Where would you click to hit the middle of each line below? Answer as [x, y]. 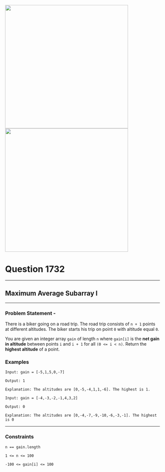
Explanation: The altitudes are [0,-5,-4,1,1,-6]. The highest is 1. [78, 390]
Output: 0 [15, 407]
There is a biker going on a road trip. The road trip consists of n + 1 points [80, 324]
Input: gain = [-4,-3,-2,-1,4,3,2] [41, 398]
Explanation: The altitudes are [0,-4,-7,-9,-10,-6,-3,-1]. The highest [81, 415]
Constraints [20, 437]
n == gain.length [23, 447]
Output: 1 [15, 381]
